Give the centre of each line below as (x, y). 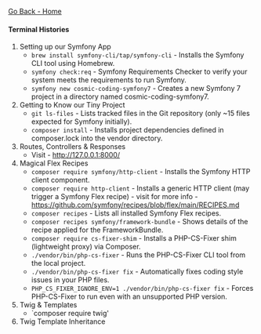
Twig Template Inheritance (62, 321)
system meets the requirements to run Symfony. (109, 80)
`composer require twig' (70, 314)
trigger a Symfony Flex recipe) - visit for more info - (114, 197)
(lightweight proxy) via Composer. (86, 247)
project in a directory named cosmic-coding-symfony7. (120, 96)
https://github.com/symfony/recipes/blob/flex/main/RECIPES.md (135, 205)
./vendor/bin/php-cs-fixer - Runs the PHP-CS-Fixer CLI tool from (138, 255)
